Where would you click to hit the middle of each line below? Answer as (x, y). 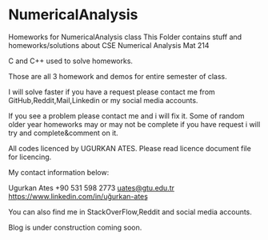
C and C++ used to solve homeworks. (71, 61)
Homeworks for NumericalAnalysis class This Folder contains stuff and (125, 37)
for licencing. (30, 157)
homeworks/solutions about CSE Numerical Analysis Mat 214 (109, 45)
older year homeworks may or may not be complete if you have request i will (134, 124)
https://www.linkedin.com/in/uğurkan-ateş (78, 196)
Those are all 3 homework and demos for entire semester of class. (118, 76)
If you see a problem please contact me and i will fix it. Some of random (127, 116)
